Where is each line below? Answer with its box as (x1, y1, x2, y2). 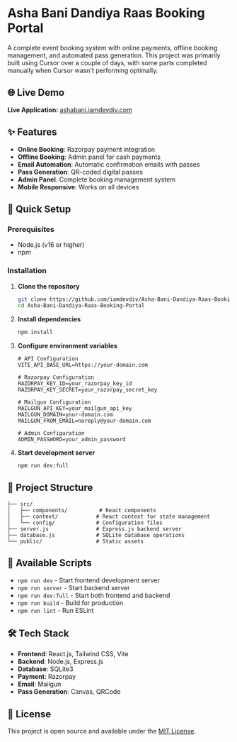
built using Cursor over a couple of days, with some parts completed (7, 58, 207, 67)
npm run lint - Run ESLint (17, 606, 94, 614)
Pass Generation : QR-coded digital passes (17, 167, 144, 176)
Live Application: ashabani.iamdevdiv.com (7, 105, 132, 114)
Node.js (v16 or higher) (17, 240, 85, 249)
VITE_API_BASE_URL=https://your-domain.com (17, 362, 149, 369)
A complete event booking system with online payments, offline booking (7, 43, 218, 52)
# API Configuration (17, 355, 79, 362)
